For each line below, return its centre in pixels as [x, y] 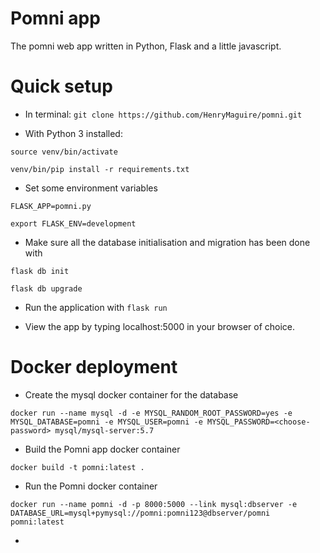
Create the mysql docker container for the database [131, 394]
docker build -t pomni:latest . [77, 467]
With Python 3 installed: [73, 133]
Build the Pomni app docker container [102, 449]
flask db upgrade [46, 288]
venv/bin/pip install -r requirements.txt [100, 169]
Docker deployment [94, 367]
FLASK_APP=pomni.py [51, 206]
